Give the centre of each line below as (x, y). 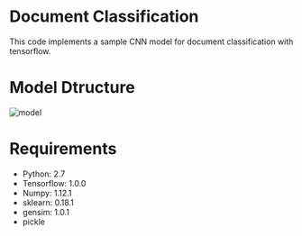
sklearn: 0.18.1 (48, 202)
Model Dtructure (72, 88)
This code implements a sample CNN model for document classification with (151, 41)
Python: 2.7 (44, 174)
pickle (33, 222)
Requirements (63, 149)
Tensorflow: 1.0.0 (54, 183)
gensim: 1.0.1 (46, 212)
